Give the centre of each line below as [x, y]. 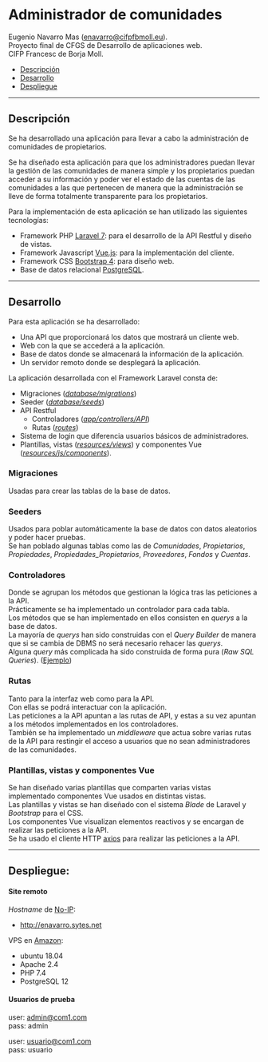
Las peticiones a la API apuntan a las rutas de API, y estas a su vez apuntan [132, 715]
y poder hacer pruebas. [47, 538]
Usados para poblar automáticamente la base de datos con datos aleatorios [133, 529]
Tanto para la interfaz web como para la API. [81, 698]
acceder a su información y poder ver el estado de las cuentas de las [122, 179]
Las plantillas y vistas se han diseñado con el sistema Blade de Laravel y [127, 805]
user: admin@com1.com [48, 1017]
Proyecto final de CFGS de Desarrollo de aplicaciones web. [105, 45]
